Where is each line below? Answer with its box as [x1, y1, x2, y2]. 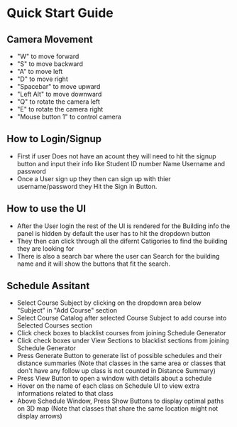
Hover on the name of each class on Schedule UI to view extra [16, 382, 200, 390]
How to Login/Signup [6, 133, 102, 145]
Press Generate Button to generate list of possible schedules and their [16, 352, 223, 360]
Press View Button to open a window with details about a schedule [16, 374, 212, 383]
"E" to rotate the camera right [16, 105, 104, 113]
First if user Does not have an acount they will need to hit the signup [16, 151, 217, 161]
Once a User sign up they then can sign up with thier [16, 174, 171, 183]
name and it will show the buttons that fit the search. [16, 259, 171, 268]
